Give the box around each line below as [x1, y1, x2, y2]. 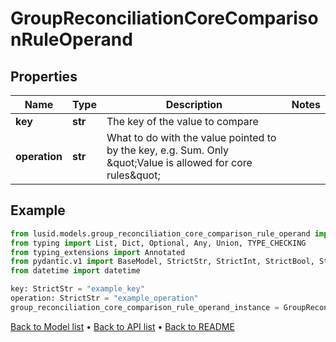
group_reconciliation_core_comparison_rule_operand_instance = [10, 302, 280, 312]
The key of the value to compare [106, 115, 259, 128]
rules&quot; [106, 168, 161, 182]
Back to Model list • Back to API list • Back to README [10, 320, 235, 332]
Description [165, 98, 223, 111]
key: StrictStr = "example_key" [10, 284, 145, 294]
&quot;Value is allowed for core [106, 156, 253, 169]
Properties [10, 68, 78, 85]
